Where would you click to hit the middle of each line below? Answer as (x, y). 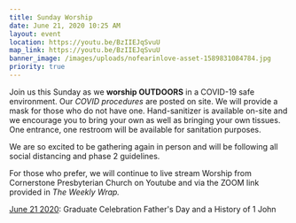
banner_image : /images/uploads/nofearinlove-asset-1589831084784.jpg (140, 58)
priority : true (37, 67)
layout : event (35, 34)
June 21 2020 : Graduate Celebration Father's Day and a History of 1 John (143, 209)
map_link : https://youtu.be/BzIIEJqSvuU (85, 50)
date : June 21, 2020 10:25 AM (65, 26)
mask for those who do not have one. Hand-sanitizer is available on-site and (148, 111)
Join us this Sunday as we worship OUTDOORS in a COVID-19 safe (132, 92)
